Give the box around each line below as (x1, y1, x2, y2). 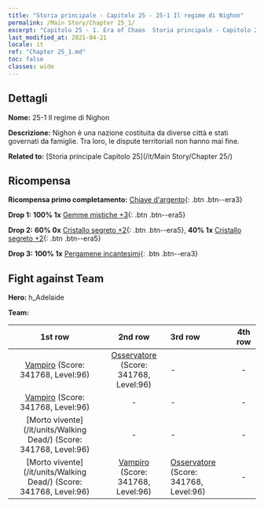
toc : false (8, 56, 44, 64)
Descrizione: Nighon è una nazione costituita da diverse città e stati (8, 127, 229, 138)
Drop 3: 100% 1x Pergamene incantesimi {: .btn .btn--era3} (8, 249, 199, 259)
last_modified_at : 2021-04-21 (8, 33, 108, 42)
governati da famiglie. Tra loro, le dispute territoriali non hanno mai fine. (8, 136, 240, 145)
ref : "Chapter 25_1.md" (8, 48, 86, 56)
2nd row (117, 332, 150, 343)
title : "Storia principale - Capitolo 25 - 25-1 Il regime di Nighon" (8, 11, 244, 20)
